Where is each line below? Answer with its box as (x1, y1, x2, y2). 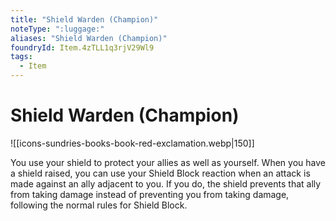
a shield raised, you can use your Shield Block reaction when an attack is (10, 167, 311, 179)
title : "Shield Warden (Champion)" (10, 14, 159, 25)
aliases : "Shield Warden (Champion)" (10, 33, 168, 43)
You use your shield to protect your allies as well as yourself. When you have (10, 156, 326, 168)
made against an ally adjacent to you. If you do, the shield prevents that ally (10, 177, 322, 190)
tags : (10, 52, 33, 62)
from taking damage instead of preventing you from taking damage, (10, 188, 290, 200)
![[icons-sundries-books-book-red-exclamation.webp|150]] (10, 137, 255, 149)
